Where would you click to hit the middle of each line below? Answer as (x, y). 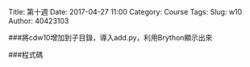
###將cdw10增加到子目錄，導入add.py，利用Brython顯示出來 (110, 38)
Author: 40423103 (39, 21)
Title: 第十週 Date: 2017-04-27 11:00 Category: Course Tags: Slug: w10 (125, 12)
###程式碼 (26, 54)
